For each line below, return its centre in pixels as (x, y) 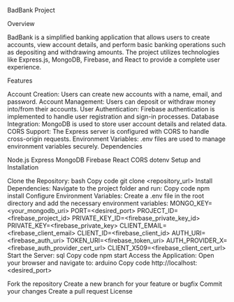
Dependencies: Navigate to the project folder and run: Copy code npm (109, 188)
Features (20, 81)
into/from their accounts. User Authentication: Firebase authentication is (111, 109)
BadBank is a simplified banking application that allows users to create (109, 37)
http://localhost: (174, 263)
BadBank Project (31, 10)
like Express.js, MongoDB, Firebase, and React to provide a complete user (114, 60)
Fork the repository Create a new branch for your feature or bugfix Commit (115, 284)
